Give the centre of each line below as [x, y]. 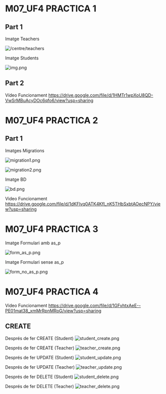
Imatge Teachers [22, 39]
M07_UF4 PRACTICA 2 [52, 120]
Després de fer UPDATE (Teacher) [40, 367]
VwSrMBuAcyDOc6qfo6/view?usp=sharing [49, 100]
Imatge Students [22, 58]
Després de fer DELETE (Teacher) [40, 386]
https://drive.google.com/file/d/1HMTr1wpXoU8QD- [101, 95]
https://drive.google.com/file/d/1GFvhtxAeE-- [95, 305]
